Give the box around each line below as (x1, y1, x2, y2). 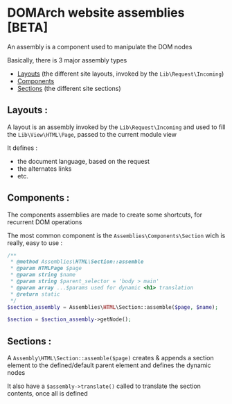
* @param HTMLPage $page (10, 265, 82, 272)
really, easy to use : (7, 238, 63, 247)
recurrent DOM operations (7, 217, 82, 226)
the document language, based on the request (17, 157, 150, 165)
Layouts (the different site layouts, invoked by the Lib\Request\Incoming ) (17, 69, 224, 78)
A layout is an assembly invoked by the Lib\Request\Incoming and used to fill (7, 123, 226, 131)
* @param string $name (10, 271, 76, 278)
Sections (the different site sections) (17, 84, 121, 92)
